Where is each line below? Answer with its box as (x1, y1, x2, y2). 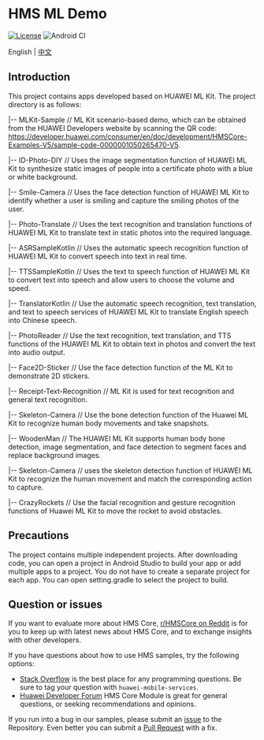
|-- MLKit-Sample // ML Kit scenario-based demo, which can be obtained (8, 115, 247, 125)
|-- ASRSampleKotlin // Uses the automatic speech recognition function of (8, 243, 249, 252)
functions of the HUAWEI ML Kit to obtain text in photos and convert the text (8, 339, 256, 348)
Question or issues (8, 597, 102, 611)
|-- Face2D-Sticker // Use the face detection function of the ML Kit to (8, 363, 233, 372)
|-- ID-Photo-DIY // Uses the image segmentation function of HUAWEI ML (8, 155, 247, 165)
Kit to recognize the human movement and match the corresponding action (8, 474, 252, 483)
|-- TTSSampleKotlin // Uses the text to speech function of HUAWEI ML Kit (8, 266, 251, 276)
